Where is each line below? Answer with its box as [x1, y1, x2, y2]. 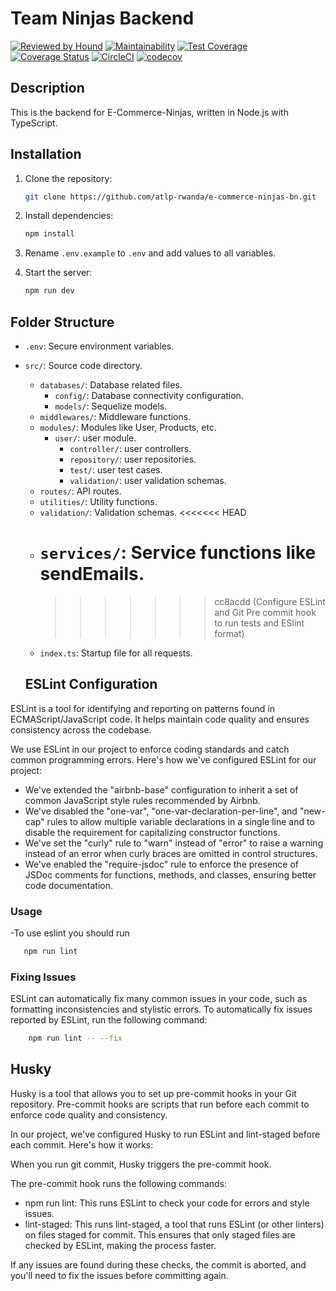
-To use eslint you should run [10, 927, 130, 939]
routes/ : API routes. [39, 485, 122, 497]
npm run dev [24, 286, 75, 296]
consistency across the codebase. [10, 723, 152, 736]
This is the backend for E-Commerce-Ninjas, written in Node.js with [10, 106, 289, 118]
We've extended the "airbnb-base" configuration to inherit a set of [24, 783, 299, 796]
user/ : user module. [54, 432, 137, 444]
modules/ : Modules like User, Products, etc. [39, 422, 217, 433]
